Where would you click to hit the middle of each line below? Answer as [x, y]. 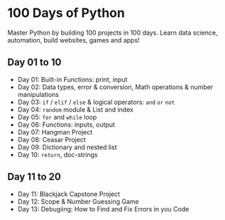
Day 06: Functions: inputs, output [66, 125]
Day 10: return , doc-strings [57, 154]
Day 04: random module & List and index [75, 109]
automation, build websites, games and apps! [73, 40]
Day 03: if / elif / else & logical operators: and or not [96, 102]
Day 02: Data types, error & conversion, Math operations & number [115, 87]
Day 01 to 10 [34, 63]
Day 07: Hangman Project [55, 132]
